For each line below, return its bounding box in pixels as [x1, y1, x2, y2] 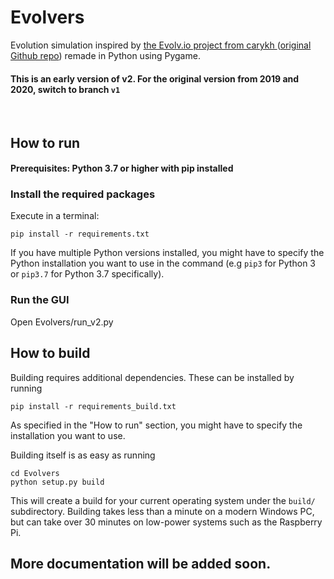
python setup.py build [10, 477, 105, 487]
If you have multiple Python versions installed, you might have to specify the [10, 247, 325, 259]
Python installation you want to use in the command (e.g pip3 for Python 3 [10, 257, 316, 270]
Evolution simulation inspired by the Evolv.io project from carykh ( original [10, 39, 312, 51]
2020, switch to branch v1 [10, 83, 121, 95]
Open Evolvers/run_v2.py [10, 316, 114, 328]
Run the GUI [10, 293, 70, 307]
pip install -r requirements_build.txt [10, 401, 177, 411]
